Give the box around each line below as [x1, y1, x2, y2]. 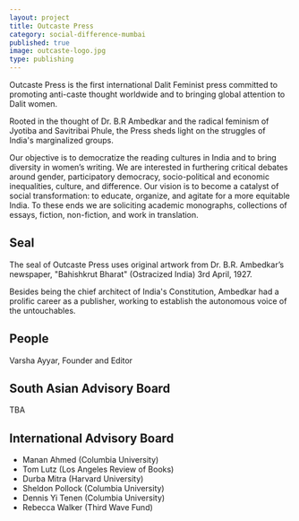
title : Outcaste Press [9, 22, 94, 30]
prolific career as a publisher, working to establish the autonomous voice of [9, 295, 287, 306]
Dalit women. [9, 99, 58, 109]
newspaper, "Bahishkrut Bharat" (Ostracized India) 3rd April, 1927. [9, 268, 252, 279]
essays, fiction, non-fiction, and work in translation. [9, 210, 199, 220]
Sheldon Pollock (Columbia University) [21, 483, 165, 494]
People [9, 331, 49, 346]
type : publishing [9, 55, 74, 64]
